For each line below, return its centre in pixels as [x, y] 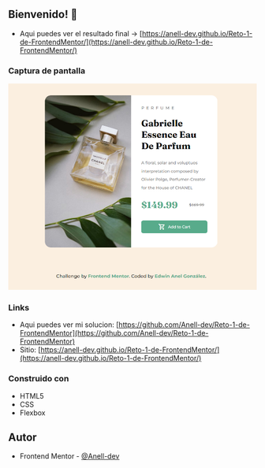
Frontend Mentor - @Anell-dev [69, 456]
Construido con [39, 379]
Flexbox [32, 412]
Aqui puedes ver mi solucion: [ [69, 325]
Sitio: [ [30, 350]
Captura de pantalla [47, 70]
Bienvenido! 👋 [43, 15]
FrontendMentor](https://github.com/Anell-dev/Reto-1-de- [114, 333]
